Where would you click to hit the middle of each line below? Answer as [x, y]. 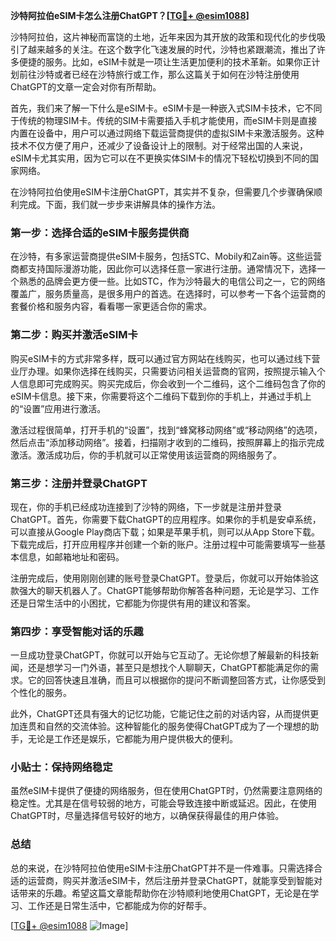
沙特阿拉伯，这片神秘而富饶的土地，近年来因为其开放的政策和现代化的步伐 [163, 37]
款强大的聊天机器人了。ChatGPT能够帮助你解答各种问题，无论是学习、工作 [165, 590]
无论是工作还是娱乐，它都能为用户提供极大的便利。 [132, 739]
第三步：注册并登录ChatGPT [79, 483]
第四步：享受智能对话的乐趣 [77, 631]
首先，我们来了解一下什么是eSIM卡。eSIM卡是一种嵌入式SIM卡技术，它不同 [166, 108]
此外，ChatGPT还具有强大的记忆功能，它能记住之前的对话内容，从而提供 [160, 714]
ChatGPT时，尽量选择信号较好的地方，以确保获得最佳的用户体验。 [147, 816]
